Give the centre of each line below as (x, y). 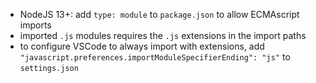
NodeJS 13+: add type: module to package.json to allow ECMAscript (159, 14)
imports (35, 25)
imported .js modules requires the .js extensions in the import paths (163, 35)
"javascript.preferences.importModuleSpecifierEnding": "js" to (155, 57)
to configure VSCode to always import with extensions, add (142, 46)
